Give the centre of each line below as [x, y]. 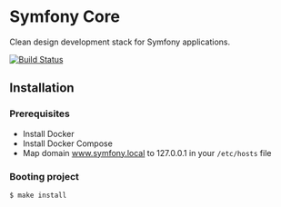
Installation [42, 88]
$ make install [38, 195]
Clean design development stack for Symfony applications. [120, 42]
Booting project [45, 176]
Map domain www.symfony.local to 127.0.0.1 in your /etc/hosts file [147, 153]
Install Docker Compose [68, 143]
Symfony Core [65, 17]
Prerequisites [40, 113]
